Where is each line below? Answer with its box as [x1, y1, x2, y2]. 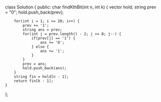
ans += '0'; [40, 40, 65, 45]
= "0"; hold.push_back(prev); [5, 9, 64, 15]
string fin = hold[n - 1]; [14, 74, 69, 79]
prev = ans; [23, 61, 47, 66]
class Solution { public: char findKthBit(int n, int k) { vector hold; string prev [5, 4, 157, 10]
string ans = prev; [23, 27, 63, 32]
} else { [31, 44, 49, 49]
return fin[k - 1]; [14, 79, 54, 83]
